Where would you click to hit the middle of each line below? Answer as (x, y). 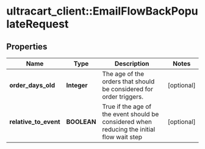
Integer (77, 85)
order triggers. (123, 97)
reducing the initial (129, 129)
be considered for (128, 89)
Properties (27, 47)
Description (132, 64)
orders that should (128, 81)
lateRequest (38, 24)
